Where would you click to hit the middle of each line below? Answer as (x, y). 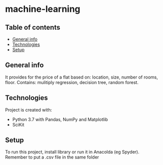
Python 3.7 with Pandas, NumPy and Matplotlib (60, 119)
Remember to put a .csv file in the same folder (52, 157)
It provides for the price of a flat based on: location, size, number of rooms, (81, 77)
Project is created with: (29, 110)
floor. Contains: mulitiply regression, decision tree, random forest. (72, 82)
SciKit (18, 124)
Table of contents (33, 27)
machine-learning (43, 9)
